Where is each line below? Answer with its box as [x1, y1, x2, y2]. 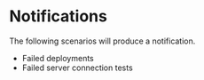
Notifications [9, 6, 108, 27]
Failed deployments [21, 52, 95, 63]
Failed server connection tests [21, 62, 133, 73]
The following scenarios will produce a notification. [9, 36, 196, 46]
